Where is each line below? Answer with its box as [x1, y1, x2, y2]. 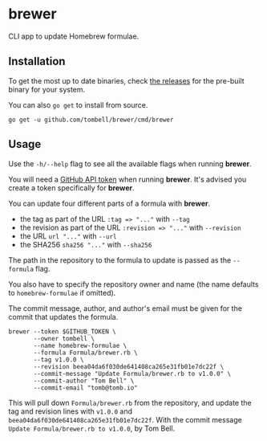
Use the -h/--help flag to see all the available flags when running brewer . [8, 158, 253, 169]
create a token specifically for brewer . [8, 182, 135, 193]
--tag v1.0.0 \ [33, 355, 84, 364]
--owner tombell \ [33, 334, 95, 342]
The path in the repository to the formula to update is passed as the [8, 255, 232, 265]
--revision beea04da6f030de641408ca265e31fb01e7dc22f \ [33, 362, 225, 370]
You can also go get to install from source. [8, 100, 148, 109]
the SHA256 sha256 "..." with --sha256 [19, 239, 152, 249]
